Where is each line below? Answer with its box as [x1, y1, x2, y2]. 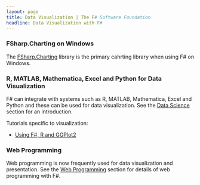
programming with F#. [6, 172, 61, 180]
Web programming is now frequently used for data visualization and [6, 159, 173, 167]
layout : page [6, 8, 39, 15]
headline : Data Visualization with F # [6, 20, 103, 26]
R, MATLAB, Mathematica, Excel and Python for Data [6, 74, 162, 82]
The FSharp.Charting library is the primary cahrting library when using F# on [6, 53, 195, 60]
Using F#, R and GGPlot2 [14, 131, 76, 138]
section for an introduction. [6, 108, 73, 115]
